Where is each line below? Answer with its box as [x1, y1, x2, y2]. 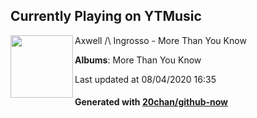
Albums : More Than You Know [74, 54, 202, 66]
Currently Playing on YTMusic [10, 8, 202, 25]
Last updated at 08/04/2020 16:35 [74, 73, 217, 85]
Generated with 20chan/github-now [74, 96, 229, 108]
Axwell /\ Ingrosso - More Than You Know [74, 34, 247, 46]
